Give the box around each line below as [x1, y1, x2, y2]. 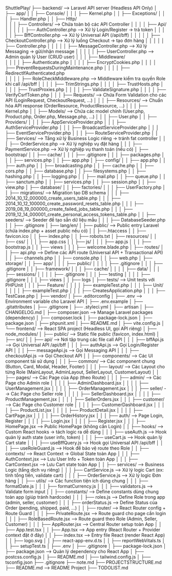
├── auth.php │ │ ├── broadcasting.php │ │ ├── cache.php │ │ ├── [5, 163, 154, 168]
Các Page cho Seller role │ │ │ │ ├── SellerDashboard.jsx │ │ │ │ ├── [11, 391, 161, 396]
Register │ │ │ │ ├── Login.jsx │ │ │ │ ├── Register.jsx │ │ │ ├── [5, 418, 146, 424]
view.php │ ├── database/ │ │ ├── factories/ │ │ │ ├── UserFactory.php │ [5, 184, 166, 190]
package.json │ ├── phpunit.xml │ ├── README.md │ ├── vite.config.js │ [5, 320, 165, 326]
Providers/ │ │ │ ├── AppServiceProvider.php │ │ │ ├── [5, 119, 126, 125]
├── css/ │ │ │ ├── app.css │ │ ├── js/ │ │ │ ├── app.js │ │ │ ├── [5, 238, 152, 245]
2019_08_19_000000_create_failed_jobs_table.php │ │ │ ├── [5, 206, 133, 212]
